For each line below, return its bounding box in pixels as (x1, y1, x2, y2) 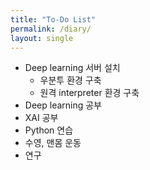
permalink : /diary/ (10, 24, 92, 34)
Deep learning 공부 (24, 99, 102, 111)
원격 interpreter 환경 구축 (39, 87, 140, 99)
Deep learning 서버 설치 (24, 62, 121, 74)
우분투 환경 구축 (39, 74, 102, 86)
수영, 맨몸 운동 (24, 137, 82, 149)
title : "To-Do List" (10, 14, 97, 25)
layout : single (10, 33, 74, 43)
